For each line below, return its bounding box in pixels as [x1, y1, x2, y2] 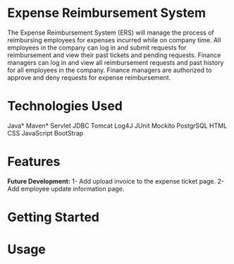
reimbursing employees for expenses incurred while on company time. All [7, 35, 221, 44]
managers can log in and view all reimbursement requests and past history [7, 58, 224, 66]
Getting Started [7, 210, 100, 225]
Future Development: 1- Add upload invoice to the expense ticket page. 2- [7, 176, 224, 185]
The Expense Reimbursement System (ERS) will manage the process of [7, 28, 215, 37]
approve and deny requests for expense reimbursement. [7, 73, 171, 82]
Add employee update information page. [7, 184, 125, 193]
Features [7, 154, 61, 170]
